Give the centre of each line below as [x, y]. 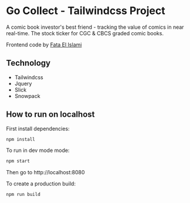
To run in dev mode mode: [38, 150]
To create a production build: [41, 184]
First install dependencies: [38, 128]
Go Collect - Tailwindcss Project [86, 11]
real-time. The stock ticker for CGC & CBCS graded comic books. [85, 33]
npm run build [23, 195]
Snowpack [27, 96]
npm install [21, 139]
